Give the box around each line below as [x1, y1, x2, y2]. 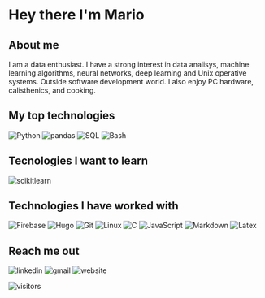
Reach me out [8, 244, 80, 257]
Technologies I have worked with [8, 199, 179, 213]
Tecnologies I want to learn [8, 154, 149, 168]
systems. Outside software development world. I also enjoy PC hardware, [8, 77, 254, 86]
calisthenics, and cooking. [8, 85, 96, 95]
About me [8, 38, 59, 52]
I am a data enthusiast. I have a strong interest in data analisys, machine [8, 59, 250, 69]
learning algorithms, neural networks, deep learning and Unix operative [8, 68, 247, 78]
